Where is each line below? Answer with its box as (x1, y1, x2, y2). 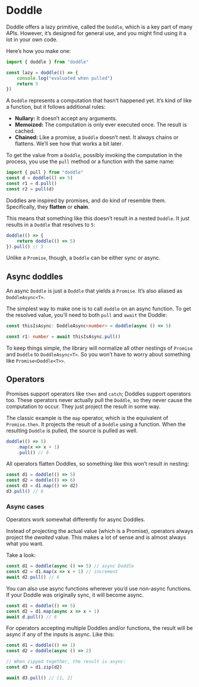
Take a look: (6, 551, 36, 559)
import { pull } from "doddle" (6, 170, 84, 175)
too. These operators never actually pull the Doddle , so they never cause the (6, 396, 192, 403)
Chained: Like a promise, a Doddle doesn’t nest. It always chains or (14, 134, 179, 141)
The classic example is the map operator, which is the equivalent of (6, 414, 169, 421)
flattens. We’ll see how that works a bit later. (14, 140, 123, 148)
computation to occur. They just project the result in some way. (6, 403, 161, 410)
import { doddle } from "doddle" (6, 59, 89, 65)
